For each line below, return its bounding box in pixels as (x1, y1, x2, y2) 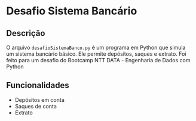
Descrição (6, 28, 45, 38)
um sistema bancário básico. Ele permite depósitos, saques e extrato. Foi (6, 50, 186, 58)
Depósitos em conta (14, 96, 65, 103)
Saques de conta (14, 102, 57, 110)
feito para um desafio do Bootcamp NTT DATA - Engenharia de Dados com (6, 57, 191, 63)
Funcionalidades (6, 80, 70, 90)
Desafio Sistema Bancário (6, 4, 137, 18)
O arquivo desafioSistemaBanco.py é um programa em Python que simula (6, 44, 186, 51)
